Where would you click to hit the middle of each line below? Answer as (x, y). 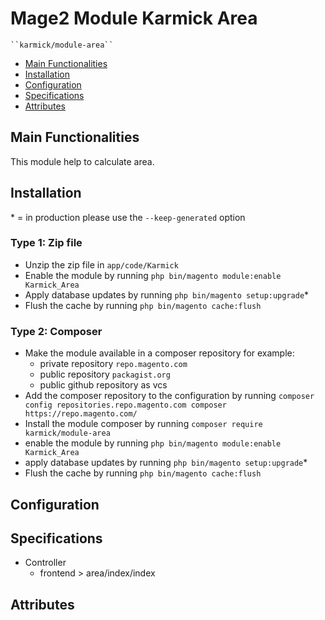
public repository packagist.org (105, 374)
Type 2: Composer (56, 331)
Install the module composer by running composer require (143, 424)
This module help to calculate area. (82, 161)
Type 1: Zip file (46, 243)
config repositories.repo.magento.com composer (125, 405)
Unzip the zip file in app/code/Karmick (101, 264)
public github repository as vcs (103, 385)
